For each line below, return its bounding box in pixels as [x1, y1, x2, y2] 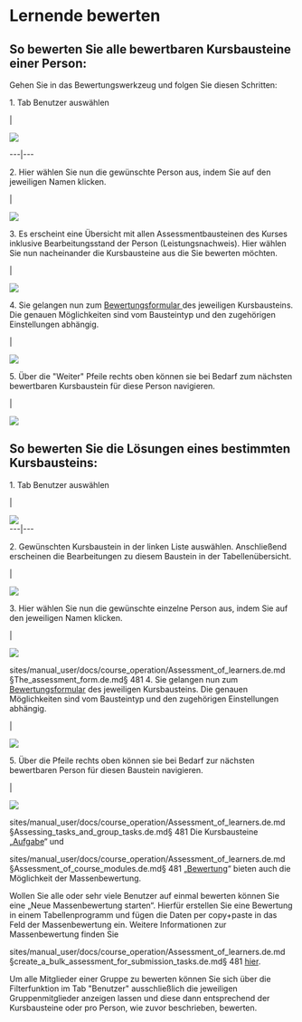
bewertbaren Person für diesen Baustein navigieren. [9, 764, 203, 775]
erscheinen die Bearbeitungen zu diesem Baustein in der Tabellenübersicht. [9, 550, 292, 561]
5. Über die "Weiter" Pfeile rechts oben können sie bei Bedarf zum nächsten [9, 371, 293, 381]
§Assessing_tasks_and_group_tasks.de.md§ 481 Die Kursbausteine [9, 826, 259, 837]
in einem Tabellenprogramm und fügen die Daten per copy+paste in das [9, 909, 278, 920]
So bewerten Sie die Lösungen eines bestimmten [9, 441, 291, 457]
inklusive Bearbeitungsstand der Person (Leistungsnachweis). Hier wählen [9, 238, 287, 249]
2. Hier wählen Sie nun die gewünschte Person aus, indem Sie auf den [9, 167, 271, 177]
